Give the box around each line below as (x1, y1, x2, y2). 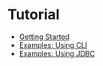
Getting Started (18, 32, 69, 41)
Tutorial (7, 6, 61, 24)
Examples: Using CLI (18, 40, 88, 49)
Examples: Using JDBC (18, 49, 95, 58)
